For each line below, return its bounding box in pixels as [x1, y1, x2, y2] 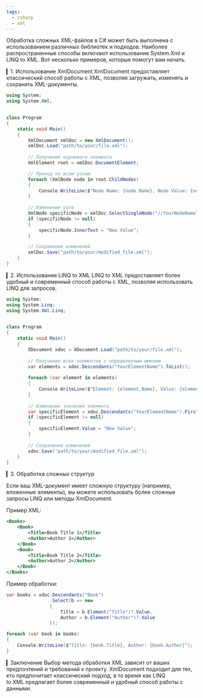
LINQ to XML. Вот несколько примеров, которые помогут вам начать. [6, 56, 186, 64]
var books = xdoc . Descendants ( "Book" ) [6, 592, 104, 598]
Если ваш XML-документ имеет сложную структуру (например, [6, 482, 172, 489]
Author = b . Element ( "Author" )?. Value [60, 614, 155, 620]
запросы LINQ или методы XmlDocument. [6, 495, 113, 502]
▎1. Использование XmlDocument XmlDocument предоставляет [6, 68, 170, 75]
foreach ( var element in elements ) [28, 375, 118, 381]
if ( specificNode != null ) [28, 216, 96, 222]
